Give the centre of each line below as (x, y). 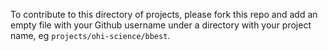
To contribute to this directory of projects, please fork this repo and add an (164, 14)
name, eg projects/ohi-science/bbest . (90, 35)
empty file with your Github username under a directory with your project (161, 25)
